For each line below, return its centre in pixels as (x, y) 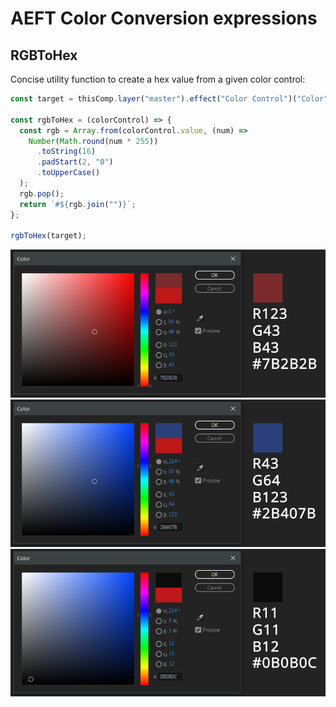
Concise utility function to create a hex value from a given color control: (158, 79)
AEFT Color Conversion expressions (164, 18)
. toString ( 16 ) (66, 152)
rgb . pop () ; (42, 193)
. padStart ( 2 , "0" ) (75, 162)
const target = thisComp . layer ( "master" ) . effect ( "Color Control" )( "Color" (169, 99)
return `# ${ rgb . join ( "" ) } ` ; (78, 204)
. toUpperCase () (68, 173)
